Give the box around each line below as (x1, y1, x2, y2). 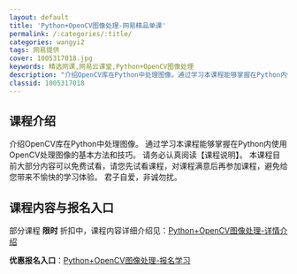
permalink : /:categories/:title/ (9, 29, 133, 38)
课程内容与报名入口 (9, 200, 114, 215)
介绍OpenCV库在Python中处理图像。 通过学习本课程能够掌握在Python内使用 (9, 139, 287, 149)
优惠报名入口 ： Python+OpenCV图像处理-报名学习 (9, 255, 191, 266)
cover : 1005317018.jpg (9, 54, 93, 63)
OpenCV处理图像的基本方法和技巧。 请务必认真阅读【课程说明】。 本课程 (9, 149, 273, 160)
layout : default (9, 12, 69, 22)
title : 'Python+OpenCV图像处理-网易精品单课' (9, 21, 166, 30)
